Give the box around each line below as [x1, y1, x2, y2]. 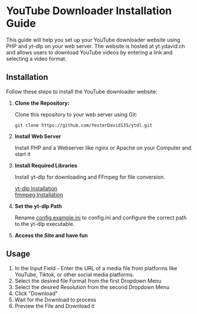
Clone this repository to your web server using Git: [14, 111, 137, 118]
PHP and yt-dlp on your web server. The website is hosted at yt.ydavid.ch [6, 43, 185, 50]
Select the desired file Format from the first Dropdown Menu [14, 277, 162, 284]
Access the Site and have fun [14, 232, 88, 239]
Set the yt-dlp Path [14, 202, 63, 209]
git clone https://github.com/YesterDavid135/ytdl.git [14, 122, 153, 128]
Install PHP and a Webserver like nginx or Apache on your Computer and [14, 144, 192, 151]
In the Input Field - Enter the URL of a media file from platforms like [14, 264, 178, 271]
